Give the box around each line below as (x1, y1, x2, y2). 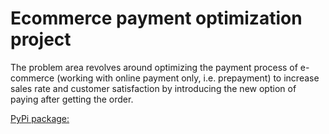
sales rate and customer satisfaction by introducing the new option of (10, 82, 297, 94)
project (10, 28, 72, 51)
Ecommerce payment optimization (10, 7, 303, 30)
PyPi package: (10, 112, 70, 124)
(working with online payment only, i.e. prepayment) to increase (56, 72, 320, 84)
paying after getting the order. (10, 93, 134, 105)
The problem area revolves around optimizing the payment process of (10, 61, 298, 73)
